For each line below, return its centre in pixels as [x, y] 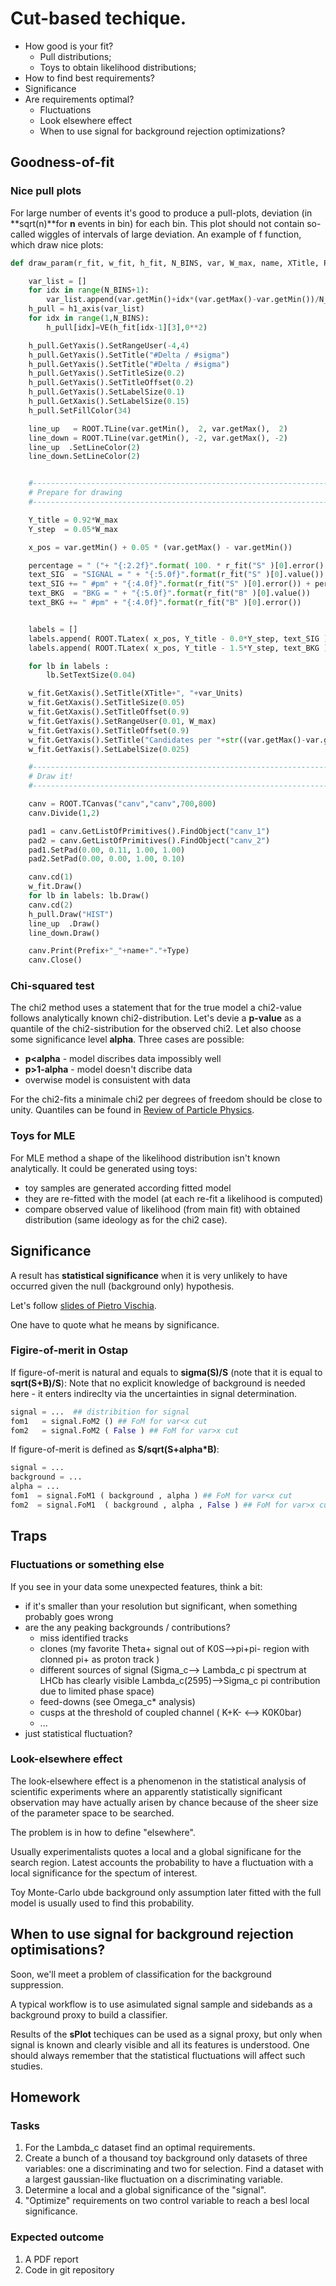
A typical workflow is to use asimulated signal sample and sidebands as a [161, 2004]
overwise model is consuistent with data [107, 1080]
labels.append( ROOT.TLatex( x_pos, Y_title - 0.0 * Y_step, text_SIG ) [178, 638]
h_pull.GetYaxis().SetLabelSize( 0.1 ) [107, 392]
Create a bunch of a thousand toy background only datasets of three [166, 2158]
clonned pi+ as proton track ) [99, 1659]
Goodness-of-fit [62, 162]
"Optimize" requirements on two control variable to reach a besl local [167, 2201]
